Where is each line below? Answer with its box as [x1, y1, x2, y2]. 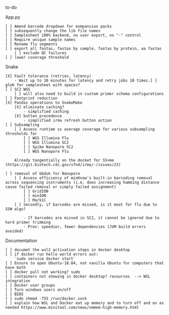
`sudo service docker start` [14, 256, 76, 261]
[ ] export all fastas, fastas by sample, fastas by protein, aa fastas [5, 46, 162, 51]
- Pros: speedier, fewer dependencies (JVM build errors [23, 224, 146, 229]
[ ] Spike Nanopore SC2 [23, 144, 73, 149]
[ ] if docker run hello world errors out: [5, 252, 99, 257]
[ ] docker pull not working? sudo [5, 269, 80, 274]
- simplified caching [23, 109, 69, 114]
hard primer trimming [5, 220, 51, 225]
